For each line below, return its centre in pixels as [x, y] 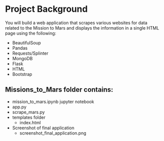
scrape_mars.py [28, 112]
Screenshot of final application [43, 128]
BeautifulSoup [27, 42]
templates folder [29, 117]
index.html [30, 122]
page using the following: [31, 33]
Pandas [20, 48]
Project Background [46, 9]
